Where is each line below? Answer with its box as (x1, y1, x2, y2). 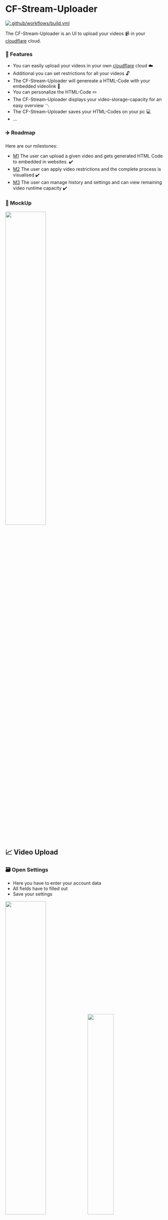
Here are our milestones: (5, 142, 58, 149)
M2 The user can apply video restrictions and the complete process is (12, 166, 161, 172)
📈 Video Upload (5, 848, 58, 857)
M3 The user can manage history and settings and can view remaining (12, 179, 162, 185)
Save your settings (12, 890, 52, 897)
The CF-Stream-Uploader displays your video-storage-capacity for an (12, 96, 162, 103)
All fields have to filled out (12, 885, 68, 891)
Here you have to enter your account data (12, 880, 102, 886)
